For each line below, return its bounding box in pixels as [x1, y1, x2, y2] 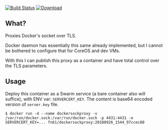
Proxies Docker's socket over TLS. [5, 33, 77, 39]
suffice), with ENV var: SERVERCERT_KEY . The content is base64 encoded [5, 96, 153, 102]
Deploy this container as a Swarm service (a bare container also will [5, 90, 145, 96]
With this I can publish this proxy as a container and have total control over [5, 57, 159, 63]
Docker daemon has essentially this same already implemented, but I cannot [5, 42, 163, 48]
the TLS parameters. [5, 63, 48, 69]
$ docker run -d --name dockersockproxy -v [5, 111, 98, 116]
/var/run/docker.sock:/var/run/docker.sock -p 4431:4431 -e [5, 115, 134, 120]
